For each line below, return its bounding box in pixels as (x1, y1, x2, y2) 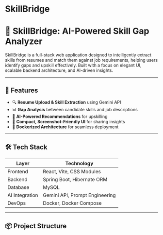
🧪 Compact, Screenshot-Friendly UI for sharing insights (12, 118, 125, 124)
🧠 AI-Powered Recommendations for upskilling (12, 113, 108, 119)
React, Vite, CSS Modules (43, 168, 101, 175)
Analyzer (5, 36, 43, 47)
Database (7, 184, 30, 190)
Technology (65, 160, 94, 167)
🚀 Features (5, 86, 38, 94)
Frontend (7, 168, 28, 175)
